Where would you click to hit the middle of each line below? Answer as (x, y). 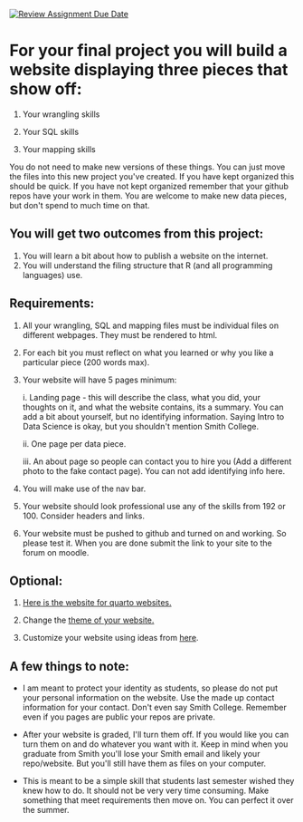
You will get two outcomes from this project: (137, 234)
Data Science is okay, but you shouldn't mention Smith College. (141, 426)
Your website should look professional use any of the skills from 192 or (154, 506)
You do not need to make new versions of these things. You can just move (147, 167)
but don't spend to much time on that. (80, 205)
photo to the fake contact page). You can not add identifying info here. (154, 470)
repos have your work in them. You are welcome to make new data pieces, (148, 196)
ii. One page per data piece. (74, 443)
